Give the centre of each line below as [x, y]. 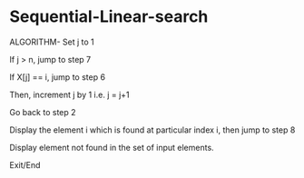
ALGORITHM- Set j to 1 [52, 42]
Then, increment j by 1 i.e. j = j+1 [69, 94]
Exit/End [25, 164]
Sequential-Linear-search [109, 17]
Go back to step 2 [43, 112]
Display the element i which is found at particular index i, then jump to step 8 [152, 130]
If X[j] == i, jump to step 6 [58, 77]
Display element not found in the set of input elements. [112, 147]
